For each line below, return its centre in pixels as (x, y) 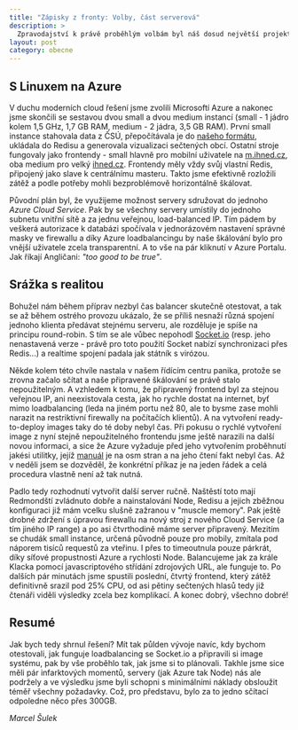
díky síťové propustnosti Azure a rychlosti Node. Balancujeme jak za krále (144, 557)
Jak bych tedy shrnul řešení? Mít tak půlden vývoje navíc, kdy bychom (137, 644)
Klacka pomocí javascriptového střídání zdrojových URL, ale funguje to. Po (145, 566)
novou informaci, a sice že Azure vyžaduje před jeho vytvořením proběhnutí (148, 445)
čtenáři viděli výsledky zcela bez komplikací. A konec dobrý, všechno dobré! (149, 594)
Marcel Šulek (33, 718)
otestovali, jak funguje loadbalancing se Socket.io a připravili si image (136, 654)
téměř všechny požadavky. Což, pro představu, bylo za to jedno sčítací (139, 691)
